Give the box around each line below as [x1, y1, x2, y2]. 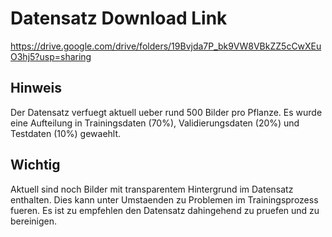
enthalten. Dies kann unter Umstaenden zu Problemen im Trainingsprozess [10, 193, 319, 206]
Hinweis [10, 80, 62, 97]
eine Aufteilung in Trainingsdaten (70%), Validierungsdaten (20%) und [10, 117, 300, 129]
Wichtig [10, 157, 61, 174]
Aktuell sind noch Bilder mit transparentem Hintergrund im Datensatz [10, 183, 294, 195]
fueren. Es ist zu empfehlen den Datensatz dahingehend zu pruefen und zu [10, 204, 320, 216]
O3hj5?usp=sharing [10, 50, 92, 62]
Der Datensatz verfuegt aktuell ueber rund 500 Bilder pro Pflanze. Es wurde [10, 106, 323, 118]
